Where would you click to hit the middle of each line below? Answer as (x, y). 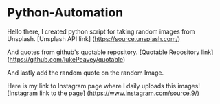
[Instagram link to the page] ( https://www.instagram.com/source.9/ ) (103, 93)
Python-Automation (65, 13)
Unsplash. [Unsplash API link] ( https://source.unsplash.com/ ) (94, 38)
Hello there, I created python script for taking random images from (101, 31)
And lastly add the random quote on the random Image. (85, 73)
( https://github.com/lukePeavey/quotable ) (66, 59)
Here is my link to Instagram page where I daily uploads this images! (104, 86)
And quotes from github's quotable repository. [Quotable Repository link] (110, 52)
